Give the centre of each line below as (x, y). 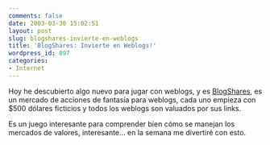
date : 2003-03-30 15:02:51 (54, 23)
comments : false (35, 16)
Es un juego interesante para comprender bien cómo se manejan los (122, 124)
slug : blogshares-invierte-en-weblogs (73, 38)
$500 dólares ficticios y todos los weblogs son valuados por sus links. (125, 108)
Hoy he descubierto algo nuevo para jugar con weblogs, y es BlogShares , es (135, 91)
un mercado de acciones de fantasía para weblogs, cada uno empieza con (132, 99)
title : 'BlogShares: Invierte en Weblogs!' (83, 46)
